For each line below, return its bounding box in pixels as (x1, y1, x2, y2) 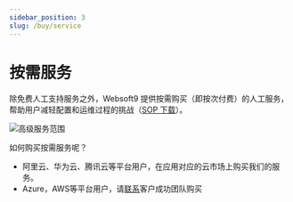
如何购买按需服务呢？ (9, 142, 87, 153)
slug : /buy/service (9, 21, 82, 30)
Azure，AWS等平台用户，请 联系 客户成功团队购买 (21, 183, 203, 194)
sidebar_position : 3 (9, 12, 86, 22)
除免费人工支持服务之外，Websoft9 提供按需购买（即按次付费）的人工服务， (9, 93, 289, 104)
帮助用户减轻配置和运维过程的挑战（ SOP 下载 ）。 (9, 104, 188, 116)
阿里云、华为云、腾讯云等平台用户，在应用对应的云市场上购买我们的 (21, 161, 273, 172)
